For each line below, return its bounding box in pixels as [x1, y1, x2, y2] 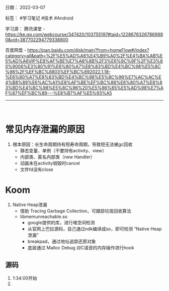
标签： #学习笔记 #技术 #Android [5, 15, 74, 21]
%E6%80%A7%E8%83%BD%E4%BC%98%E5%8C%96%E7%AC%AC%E [5, 74, 162, 80]
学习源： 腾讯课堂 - [5, 26, 45, 32]
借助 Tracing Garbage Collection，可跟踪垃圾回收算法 [20, 208, 132, 214]
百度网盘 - [5, 47, 27, 53]
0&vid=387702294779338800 [5, 37, 69, 43]
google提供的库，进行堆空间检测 [27, 219, 95, 225]
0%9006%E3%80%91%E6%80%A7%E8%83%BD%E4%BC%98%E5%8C [5, 63, 161, 69]
